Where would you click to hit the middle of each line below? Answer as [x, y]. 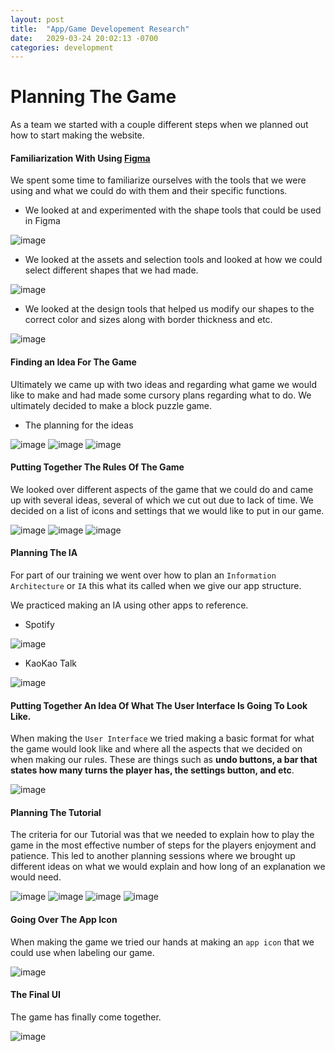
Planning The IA [44, 553]
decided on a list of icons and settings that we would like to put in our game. [167, 510]
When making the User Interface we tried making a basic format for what [162, 738]
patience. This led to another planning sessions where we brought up [153, 856]
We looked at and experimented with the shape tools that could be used [173, 210]
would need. [36, 877]
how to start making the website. [77, 135]
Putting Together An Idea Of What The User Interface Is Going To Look [159, 705]
